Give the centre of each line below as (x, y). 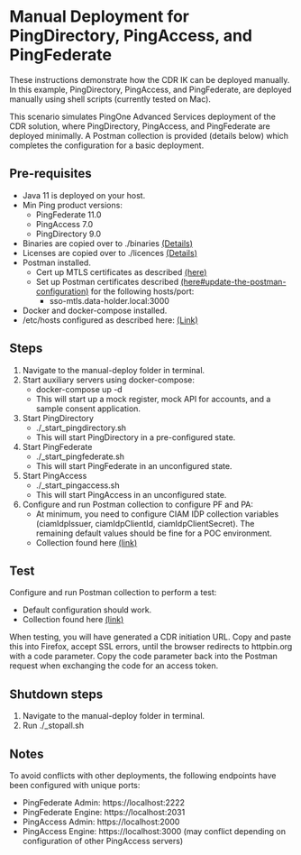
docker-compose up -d (79, 389)
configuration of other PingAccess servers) (103, 841)
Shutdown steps (56, 694)
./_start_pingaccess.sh (78, 485)
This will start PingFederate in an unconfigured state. (134, 465)
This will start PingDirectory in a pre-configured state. (136, 437)
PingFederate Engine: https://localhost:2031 (104, 812)
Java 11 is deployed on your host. (84, 195)
